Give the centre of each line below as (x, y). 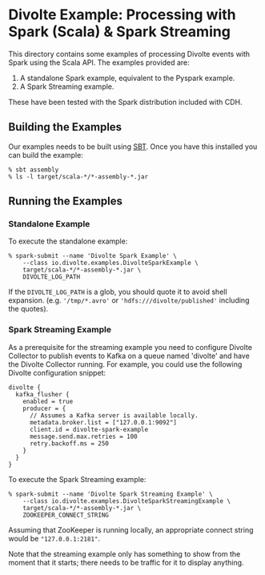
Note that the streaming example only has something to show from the (124, 553)
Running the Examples (65, 201)
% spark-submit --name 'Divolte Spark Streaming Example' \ (111, 494)
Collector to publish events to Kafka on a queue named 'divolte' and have (129, 356)
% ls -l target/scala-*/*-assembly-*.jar (78, 177)
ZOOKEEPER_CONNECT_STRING (66, 515)
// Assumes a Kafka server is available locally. (114, 415)
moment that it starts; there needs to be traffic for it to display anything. (126, 562)
